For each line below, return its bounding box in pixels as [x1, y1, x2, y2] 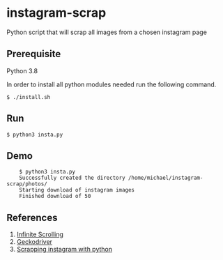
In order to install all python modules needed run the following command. [6, 80, 217, 89]
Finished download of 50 [19, 193, 91, 200]
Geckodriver [16, 238, 53, 246]
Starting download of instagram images [19, 187, 135, 194]
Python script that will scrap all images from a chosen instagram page [6, 28, 207, 36]
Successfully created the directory [19, 174, 126, 182]
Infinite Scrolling [16, 230, 64, 238]
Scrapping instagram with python [16, 245, 113, 254]
